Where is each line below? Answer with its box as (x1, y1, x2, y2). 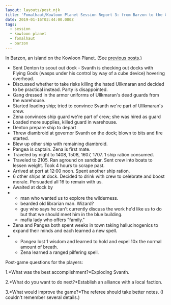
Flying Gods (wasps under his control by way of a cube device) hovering (12, 70, 165, 76)
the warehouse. (12, 97, 46, 103)
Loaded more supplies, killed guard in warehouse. (12, 119, 118, 125)
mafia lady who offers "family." (20, 217, 85, 223)
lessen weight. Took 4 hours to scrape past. (12, 162, 105, 169)
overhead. (12, 75, 35, 82)
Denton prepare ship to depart (12, 124, 76, 130)
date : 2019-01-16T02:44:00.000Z (5, 17, 74, 22)
